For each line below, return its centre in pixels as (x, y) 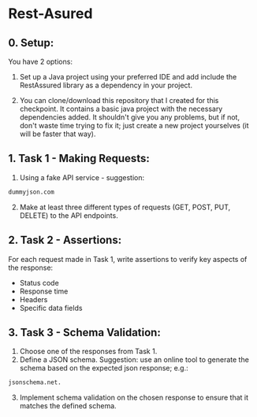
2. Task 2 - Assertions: (65, 240)
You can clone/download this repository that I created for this (119, 100)
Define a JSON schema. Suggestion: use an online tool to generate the (134, 360)
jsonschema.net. (35, 382)
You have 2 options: (41, 61)
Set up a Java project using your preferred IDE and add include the (128, 77)
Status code (39, 282)
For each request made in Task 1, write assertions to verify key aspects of (128, 259)
